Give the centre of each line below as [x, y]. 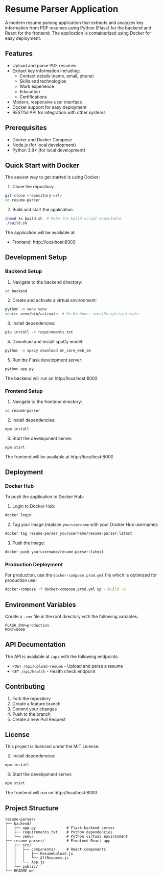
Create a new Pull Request [39, 719]
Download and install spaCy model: [48, 342]
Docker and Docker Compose [42, 139]
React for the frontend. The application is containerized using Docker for [78, 33]
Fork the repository [32, 698]
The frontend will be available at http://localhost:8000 [59, 456]
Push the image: [28, 543]
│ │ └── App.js [25, 862]
